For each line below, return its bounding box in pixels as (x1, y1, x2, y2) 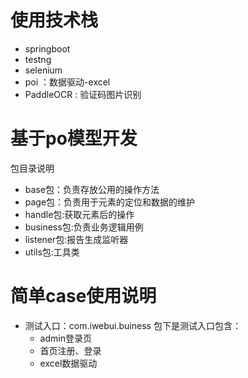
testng (24, 53, 52, 65)
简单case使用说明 (10, 285, 157, 308)
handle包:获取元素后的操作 (24, 208, 135, 220)
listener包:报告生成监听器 (24, 233, 129, 245)
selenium (24, 64, 63, 76)
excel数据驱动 (39, 357, 98, 369)
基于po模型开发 (10, 127, 138, 150)
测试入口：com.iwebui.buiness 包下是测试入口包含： (24, 319, 242, 331)
